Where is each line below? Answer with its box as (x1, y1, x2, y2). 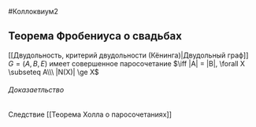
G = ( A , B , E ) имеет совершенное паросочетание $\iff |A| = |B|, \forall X (8, 58, 246, 68)
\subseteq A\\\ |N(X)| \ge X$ (8, 67, 100, 77)
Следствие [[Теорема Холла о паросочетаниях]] (8, 110, 172, 119)
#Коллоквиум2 (8, 7, 59, 16)
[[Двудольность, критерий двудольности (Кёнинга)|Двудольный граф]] (8, 50, 249, 60)
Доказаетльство (8, 85, 65, 95)
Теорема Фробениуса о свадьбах (8, 29, 183, 43)
